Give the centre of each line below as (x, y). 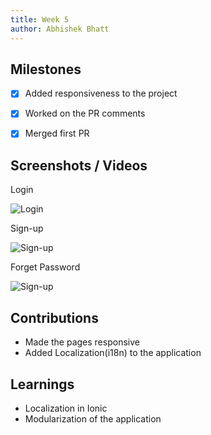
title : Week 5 (40, 19)
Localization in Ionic (66, 408)
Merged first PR (57, 133)
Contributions (54, 317)
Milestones (46, 69)
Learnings (42, 384)
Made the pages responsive (82, 342)
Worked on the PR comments (85, 113)
